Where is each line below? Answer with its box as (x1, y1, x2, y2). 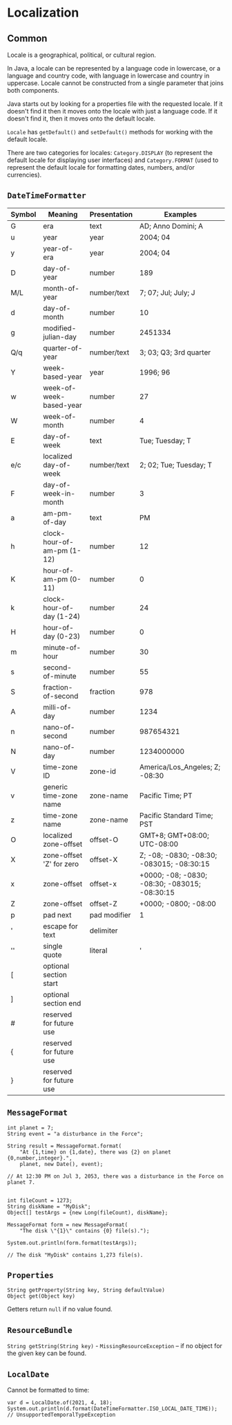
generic (42, 782, 68, 791)
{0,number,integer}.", (7, 1154, 72, 1161)
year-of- (42, 244, 74, 253)
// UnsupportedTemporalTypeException (7, 1411, 116, 1419)
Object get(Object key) (7, 1293, 76, 1300)
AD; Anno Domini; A (139, 221, 204, 231)
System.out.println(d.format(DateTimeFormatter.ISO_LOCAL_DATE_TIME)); (7, 1406, 217, 1413)
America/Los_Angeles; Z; (139, 762, 221, 771)
